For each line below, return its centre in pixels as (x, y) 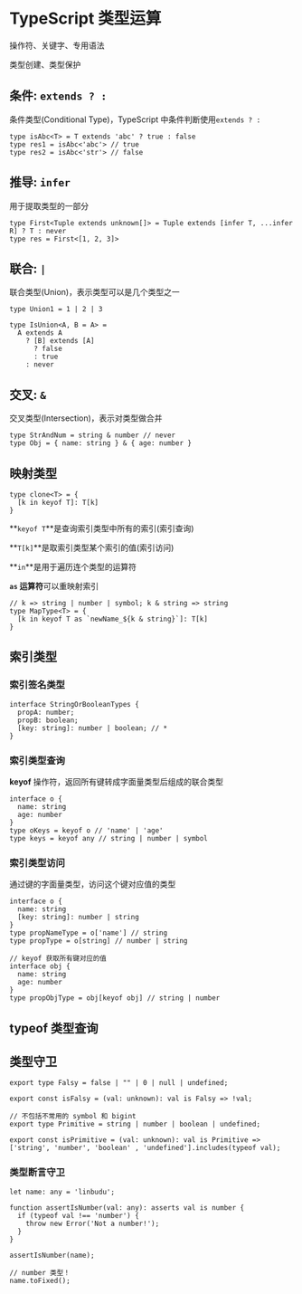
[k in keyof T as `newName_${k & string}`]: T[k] (113, 619)
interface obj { (40, 966)
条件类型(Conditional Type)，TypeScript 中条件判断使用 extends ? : (135, 119)
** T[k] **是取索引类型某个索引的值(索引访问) (92, 547)
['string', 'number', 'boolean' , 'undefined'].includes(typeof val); (145, 1148)
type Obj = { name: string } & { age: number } (101, 443)
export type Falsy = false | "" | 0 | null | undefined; (119, 1083)
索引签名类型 (38, 685)
